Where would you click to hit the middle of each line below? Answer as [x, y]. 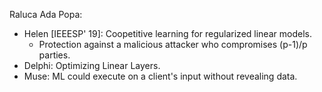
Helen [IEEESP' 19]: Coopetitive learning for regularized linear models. [167, 33]
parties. [54, 55]
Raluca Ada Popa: [46, 14]
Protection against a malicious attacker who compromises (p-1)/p [173, 44]
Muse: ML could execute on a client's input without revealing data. [160, 76]
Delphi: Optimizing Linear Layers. [92, 65]
